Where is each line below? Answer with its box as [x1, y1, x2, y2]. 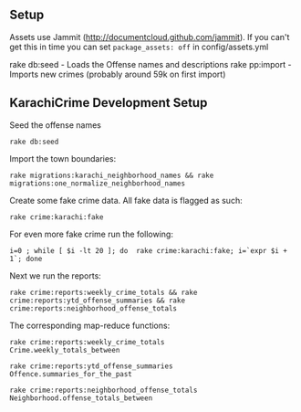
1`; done [9, 254, 43, 263]
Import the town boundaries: [9, 153, 117, 164]
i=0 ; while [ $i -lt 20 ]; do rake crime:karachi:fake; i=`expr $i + [9, 246, 287, 255]
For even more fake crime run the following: [9, 228, 173, 239]
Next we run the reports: [9, 269, 102, 281]
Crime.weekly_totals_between [9, 345, 120, 354]
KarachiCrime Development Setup [9, 95, 208, 111]
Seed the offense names [9, 119, 102, 131]
